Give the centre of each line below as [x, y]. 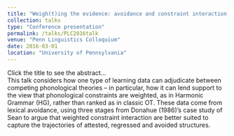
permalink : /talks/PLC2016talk [53, 33]
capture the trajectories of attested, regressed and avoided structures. [109, 125]
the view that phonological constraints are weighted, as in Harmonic [105, 95]
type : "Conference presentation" [56, 27]
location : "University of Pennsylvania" [67, 53]
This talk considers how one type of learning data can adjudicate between [115, 80]
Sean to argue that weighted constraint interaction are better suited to [108, 117]
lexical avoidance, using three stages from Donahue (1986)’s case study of [115, 110]
